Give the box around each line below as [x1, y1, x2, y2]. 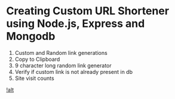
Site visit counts [14, 75, 55, 82]
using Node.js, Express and [6, 17, 145, 30]
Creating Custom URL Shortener [6, 4, 169, 18]
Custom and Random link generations [14, 49, 108, 56]
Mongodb [6, 30, 56, 43]
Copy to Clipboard [14, 55, 60, 63]
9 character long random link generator [14, 61, 112, 69]
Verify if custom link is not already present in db [14, 68, 133, 75]
